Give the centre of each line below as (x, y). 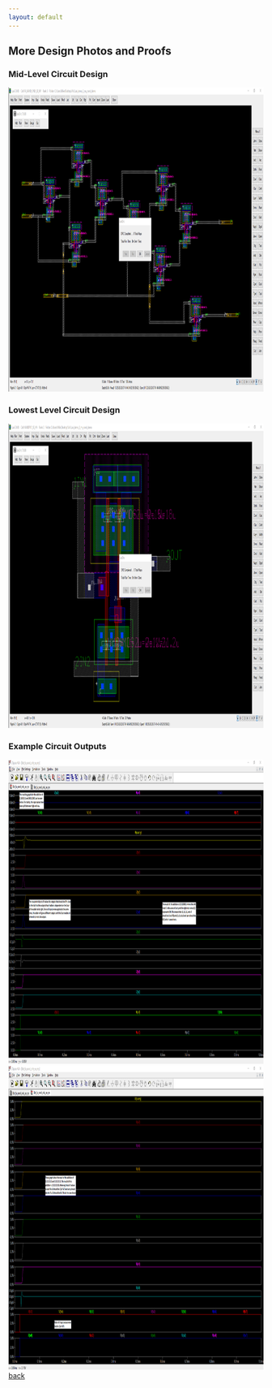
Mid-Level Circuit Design (58, 74)
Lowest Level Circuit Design (64, 410)
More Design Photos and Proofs (90, 52)
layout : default (36, 17)
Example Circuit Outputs (57, 746)
